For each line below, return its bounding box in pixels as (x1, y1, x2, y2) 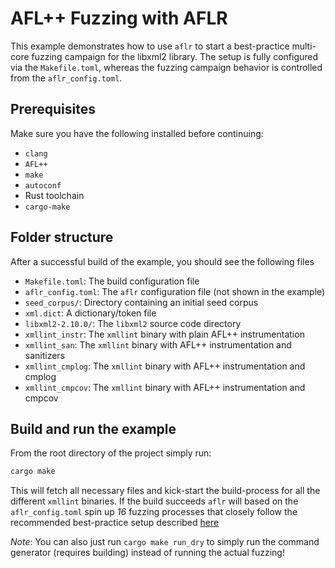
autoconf (24, 180, 62, 191)
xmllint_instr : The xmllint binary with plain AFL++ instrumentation (24, 328, 305, 340)
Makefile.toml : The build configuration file (24, 275, 200, 287)
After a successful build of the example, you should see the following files (10, 255, 315, 267)
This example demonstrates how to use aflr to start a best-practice (10, 40, 290, 52)
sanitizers (24, 349, 66, 361)
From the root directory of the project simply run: (10, 447, 212, 459)
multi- (291, 40, 317, 52)
